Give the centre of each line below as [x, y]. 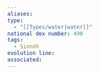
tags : [15, 40]
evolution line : [31, 54]
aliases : [20, 14]
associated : [25, 60]
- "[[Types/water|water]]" [53, 27]
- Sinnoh [26, 47]
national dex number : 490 [45, 33]
